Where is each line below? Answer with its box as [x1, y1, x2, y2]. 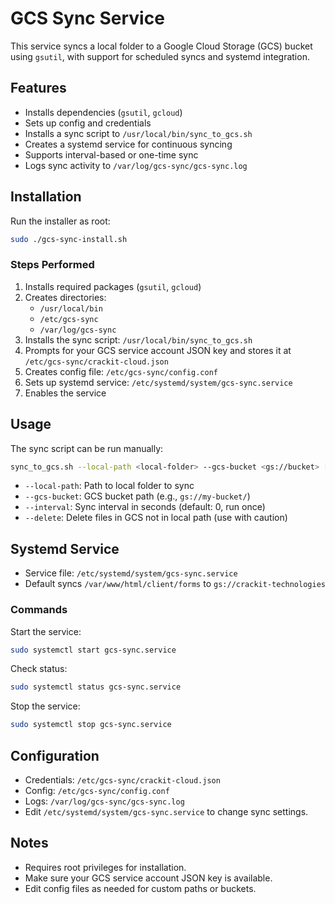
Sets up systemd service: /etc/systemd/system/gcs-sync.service [24, 376, 293, 388]
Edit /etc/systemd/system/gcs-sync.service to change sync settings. [24, 805, 309, 817]
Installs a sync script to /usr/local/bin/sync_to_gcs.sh [24, 127, 253, 139]
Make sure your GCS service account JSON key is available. [24, 872, 273, 884]
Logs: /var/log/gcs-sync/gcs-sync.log [24, 795, 185, 807]
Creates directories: [24, 291, 107, 303]
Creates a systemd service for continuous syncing [24, 138, 233, 150]
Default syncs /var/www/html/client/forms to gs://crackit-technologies [24, 578, 326, 590]
